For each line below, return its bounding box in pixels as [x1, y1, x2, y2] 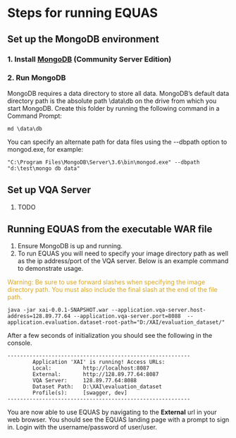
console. [7, 339, 33, 347]
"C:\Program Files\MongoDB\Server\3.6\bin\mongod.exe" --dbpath [7, 159, 200, 166]
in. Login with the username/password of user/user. [7, 423, 157, 432]
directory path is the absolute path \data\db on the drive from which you [7, 97, 217, 105]
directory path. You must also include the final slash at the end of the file [7, 286, 218, 294]
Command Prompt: [7, 111, 62, 120]
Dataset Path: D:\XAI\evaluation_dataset [32, 383, 162, 391]
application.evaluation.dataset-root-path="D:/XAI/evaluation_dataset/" [7, 319, 225, 326]
